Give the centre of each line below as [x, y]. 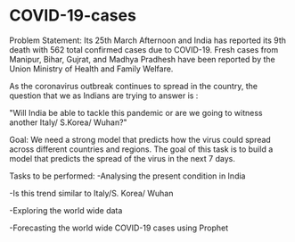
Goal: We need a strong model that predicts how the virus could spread [140, 139]
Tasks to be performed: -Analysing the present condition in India [127, 176]
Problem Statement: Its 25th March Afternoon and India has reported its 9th [148, 40]
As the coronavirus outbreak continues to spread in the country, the [134, 86]
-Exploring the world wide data [66, 210]
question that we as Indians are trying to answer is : [104, 96]
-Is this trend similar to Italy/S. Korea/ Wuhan [91, 193]
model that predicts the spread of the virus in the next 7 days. [123, 158]
